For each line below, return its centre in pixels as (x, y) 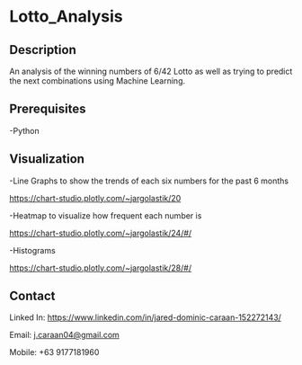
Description (43, 50)
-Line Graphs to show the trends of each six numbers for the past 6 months (149, 181)
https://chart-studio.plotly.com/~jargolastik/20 (95, 198)
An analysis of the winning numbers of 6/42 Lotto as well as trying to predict (151, 71)
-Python (24, 130)
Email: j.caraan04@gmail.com (64, 335)
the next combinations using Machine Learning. (98, 81)
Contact (32, 296)
